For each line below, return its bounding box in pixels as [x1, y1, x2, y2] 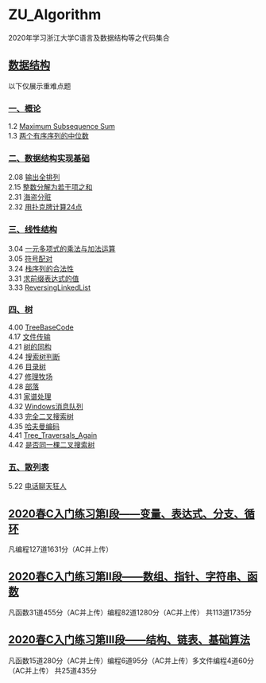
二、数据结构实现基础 [8, 153, 90, 164]
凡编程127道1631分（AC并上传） [8, 544, 114, 554]
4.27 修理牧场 [8, 372, 53, 381]
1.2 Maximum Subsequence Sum [8, 122, 115, 131]
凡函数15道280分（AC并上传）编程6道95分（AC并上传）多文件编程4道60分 [8, 655, 255, 665]
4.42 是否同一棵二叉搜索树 [8, 439, 95, 449]
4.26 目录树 [8, 361, 46, 371]
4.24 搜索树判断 [8, 352, 60, 361]
